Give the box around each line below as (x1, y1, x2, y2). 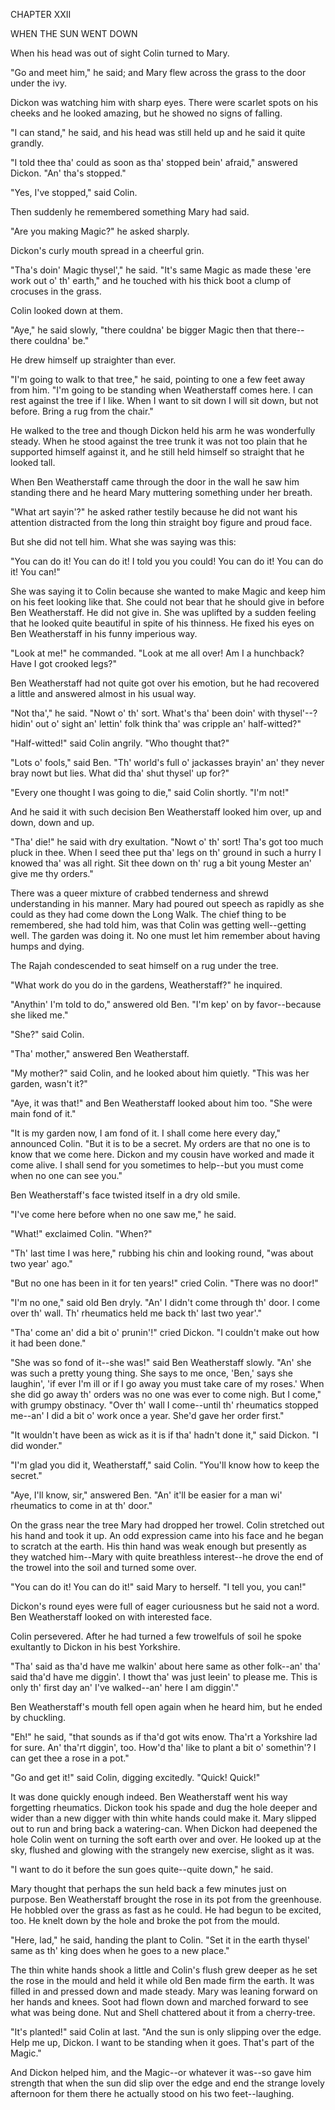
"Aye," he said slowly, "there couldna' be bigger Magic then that (10, 324, 273, 336)
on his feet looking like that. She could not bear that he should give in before (10, 596, 325, 608)
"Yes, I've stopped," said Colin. (10, 187, 138, 198)
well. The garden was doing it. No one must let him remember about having (10, 930, 321, 941)
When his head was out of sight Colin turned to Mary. (10, 47, 230, 59)
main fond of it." (10, 1108, 77, 1119)
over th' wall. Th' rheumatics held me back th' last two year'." (10, 1307, 263, 1319)
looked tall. (10, 457, 56, 468)
